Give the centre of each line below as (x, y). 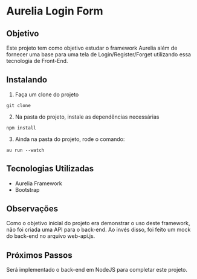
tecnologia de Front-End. (37, 61)
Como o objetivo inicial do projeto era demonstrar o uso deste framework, (98, 223)
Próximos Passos (39, 255)
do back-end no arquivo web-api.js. (51, 236)
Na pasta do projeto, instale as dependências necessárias (87, 117)
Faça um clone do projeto (47, 94)
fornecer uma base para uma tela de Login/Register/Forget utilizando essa (99, 54)
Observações (32, 209)
